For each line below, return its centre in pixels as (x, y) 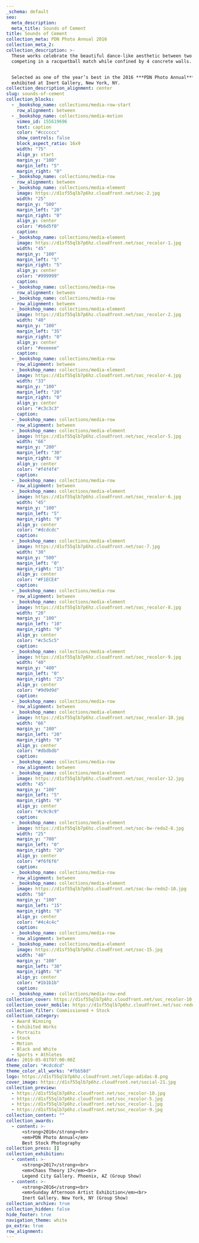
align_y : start (36, 154)
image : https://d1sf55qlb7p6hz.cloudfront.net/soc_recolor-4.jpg (99, 375)
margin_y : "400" (37, 668)
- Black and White (34, 1049)
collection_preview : (32, 1087)
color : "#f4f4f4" (38, 469)
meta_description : (34, 23)
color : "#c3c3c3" (38, 409)
